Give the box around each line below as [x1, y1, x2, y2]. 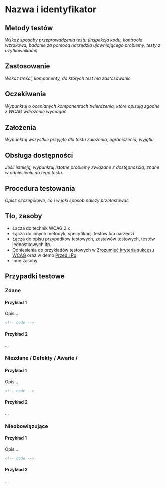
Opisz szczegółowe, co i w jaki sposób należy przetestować [5, 197, 129, 204]
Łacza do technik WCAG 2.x [12, 225, 70, 231]
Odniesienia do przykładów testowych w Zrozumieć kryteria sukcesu [12, 247, 155, 253]
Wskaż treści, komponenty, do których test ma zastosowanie [5, 75, 131, 81]
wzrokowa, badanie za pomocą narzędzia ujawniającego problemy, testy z [5, 42, 161, 48]
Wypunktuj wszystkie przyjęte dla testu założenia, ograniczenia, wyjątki [5, 137, 154, 143]
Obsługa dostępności [5, 151, 73, 159]
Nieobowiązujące [5, 423, 48, 430]
